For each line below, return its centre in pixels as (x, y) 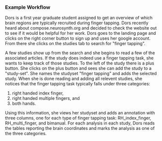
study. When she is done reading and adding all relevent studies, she (74, 78)
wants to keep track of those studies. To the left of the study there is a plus (80, 63)
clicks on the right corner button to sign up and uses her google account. (78, 38)
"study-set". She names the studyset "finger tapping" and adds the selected (81, 74)
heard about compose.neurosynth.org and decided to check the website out (81, 28)
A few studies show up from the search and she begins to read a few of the (80, 53)
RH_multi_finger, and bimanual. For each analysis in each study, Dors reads (80, 123)
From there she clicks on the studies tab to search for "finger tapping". (75, 44)
